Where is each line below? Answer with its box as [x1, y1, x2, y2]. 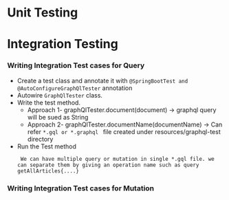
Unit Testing [7, 5, 78, 21]
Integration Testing [7, 36, 118, 52]
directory [27, 135, 54, 143]
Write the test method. [17, 98, 81, 107]
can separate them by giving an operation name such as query [17, 162, 199, 168]
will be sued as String [27, 113, 89, 121]
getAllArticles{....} [17, 167, 79, 175]
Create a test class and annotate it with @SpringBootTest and [17, 76, 188, 85]
